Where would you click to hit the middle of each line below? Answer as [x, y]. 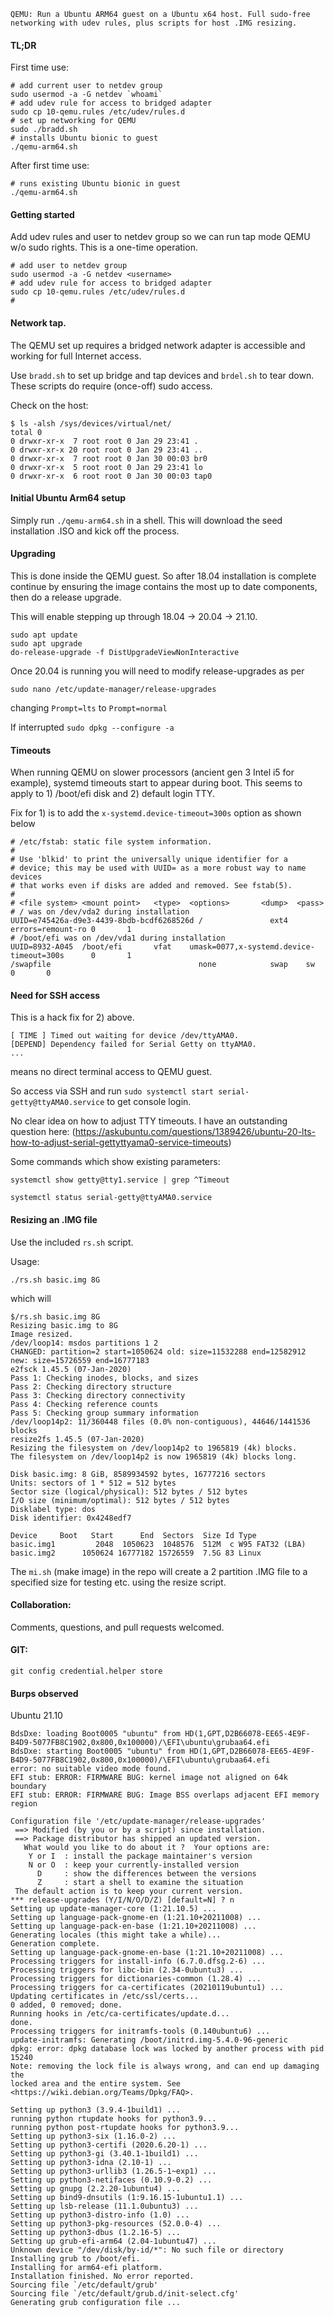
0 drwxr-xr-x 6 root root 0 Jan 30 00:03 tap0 [111, 476]
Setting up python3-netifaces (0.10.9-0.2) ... [111, 2180]
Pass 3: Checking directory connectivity [98, 1395]
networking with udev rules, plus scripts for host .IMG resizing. [154, 23]
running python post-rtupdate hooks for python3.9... [125, 2128]
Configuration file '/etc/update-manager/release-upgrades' [138, 1821]
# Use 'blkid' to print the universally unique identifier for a [149, 860]
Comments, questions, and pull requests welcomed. [117, 1627]
